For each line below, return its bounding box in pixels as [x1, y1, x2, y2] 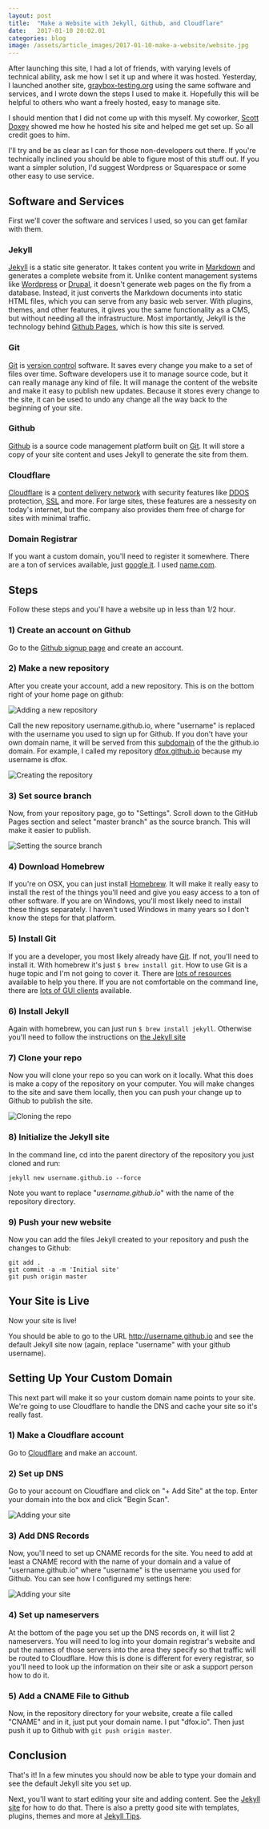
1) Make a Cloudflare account [8, 1430, 124, 1441]
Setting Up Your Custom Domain [8, 1371, 173, 1385]
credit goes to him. [8, 130, 70, 140]
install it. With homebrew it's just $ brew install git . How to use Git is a [8, 959, 248, 970]
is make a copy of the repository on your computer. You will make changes [8, 1079, 255, 1088]
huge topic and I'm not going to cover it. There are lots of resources [8, 968, 232, 978]
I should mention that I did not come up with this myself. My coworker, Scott [8, 113, 259, 123]
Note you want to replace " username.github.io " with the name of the [8, 1188, 235, 1197]
